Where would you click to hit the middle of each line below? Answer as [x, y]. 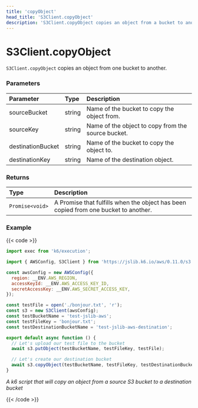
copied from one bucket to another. [103, 210]
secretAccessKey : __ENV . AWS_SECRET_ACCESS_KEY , [71, 289]
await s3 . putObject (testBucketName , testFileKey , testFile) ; [88, 349]
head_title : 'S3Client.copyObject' [50, 17]
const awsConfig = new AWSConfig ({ [50, 272]
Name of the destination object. [130, 159]
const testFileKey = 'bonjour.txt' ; [51, 321]
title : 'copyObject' [32, 12]
